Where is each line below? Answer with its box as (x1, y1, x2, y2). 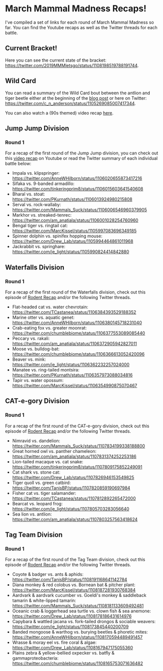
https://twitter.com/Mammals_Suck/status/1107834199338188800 (12, 443, 145, 449)
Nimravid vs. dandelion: (12, 438, 60, 444)
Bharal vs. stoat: (12, 191, 45, 197)
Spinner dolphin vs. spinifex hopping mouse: (12, 233, 103, 239)
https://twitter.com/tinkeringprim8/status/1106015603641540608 (12, 186, 143, 192)
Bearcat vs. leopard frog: (12, 500, 63, 506)
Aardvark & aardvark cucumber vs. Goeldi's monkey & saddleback (12, 593, 146, 598)
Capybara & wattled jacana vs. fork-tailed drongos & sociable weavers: (12, 619, 156, 625)
